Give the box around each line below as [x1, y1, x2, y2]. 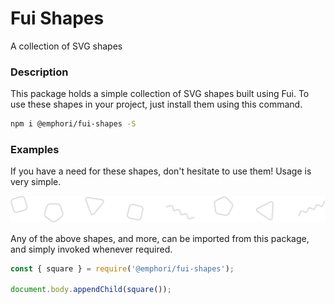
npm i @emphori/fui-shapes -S [10, 119, 137, 129]
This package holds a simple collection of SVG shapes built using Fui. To [10, 88, 310, 100]
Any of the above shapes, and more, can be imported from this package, [10, 232, 310, 244]
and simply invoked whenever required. [10, 243, 173, 255]
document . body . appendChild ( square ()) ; [10, 285, 172, 295]
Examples [10, 143, 60, 157]
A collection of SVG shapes [10, 40, 123, 52]
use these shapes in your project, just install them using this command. [10, 98, 303, 111]
